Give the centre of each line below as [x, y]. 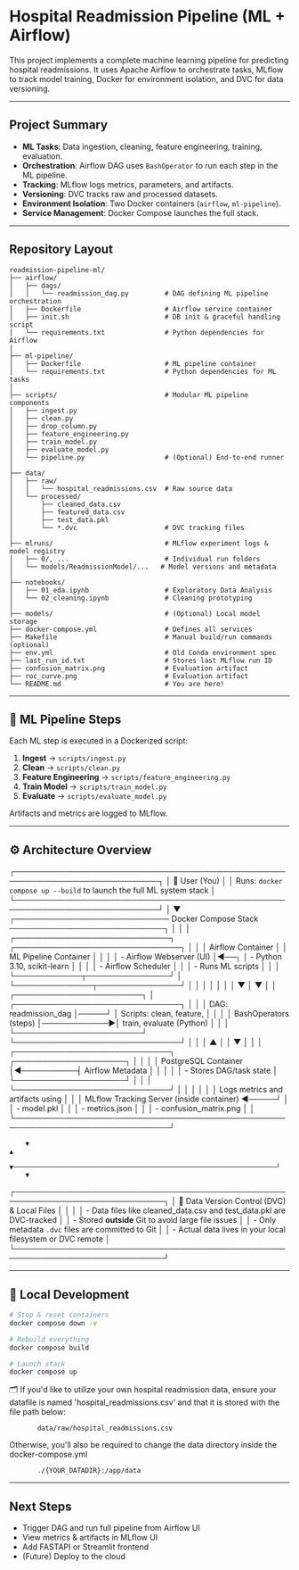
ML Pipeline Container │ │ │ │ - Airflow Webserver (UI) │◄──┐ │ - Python [146, 957]
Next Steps [40, 1506]
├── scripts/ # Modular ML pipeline [129, 395]
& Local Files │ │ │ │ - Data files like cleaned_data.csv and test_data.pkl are [148, 1210]
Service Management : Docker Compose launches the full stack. [141, 212]
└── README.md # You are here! [117, 684]
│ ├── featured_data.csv [67, 512]
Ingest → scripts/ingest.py [74, 758]
